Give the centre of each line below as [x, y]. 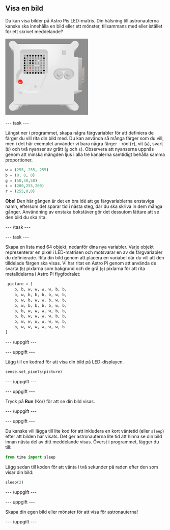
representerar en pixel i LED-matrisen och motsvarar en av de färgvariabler [84, 252]
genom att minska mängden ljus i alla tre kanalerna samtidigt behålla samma [85, 154]
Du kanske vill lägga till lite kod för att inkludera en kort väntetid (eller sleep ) [85, 431]
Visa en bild [24, 8]
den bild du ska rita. [26, 217]
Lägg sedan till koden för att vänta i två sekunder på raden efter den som [82, 467]
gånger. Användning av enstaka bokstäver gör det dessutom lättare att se [82, 212]
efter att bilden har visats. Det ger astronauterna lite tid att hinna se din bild [84, 436]
